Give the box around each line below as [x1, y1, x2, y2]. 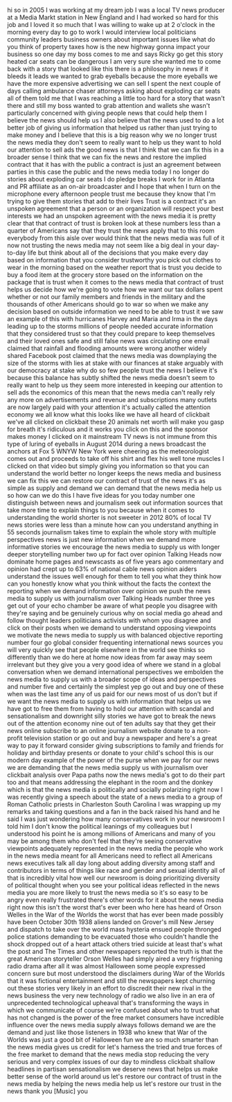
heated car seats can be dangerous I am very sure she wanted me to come [7, 57, 222, 65]
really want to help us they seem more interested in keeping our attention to [7, 381, 223, 389]
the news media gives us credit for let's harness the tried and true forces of [7, 1043, 223, 1051]
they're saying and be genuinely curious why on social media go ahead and [7, 609, 223, 617]
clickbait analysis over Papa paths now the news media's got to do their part [7, 771, 225, 779]
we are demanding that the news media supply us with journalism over [7, 764, 209, 771]
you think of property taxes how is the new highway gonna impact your [7, 43, 211, 51]
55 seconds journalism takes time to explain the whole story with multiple [7, 528, 217, 536]
